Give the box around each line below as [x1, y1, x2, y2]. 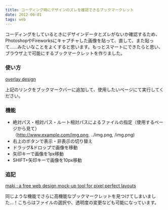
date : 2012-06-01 [5, 12, 42, 17]
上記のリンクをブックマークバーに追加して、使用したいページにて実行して [5, 87, 160, 93]
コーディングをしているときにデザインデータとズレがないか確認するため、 [5, 31, 160, 37]
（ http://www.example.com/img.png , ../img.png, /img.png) [12, 132, 135, 138]
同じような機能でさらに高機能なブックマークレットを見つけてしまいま [5, 193, 152, 199]
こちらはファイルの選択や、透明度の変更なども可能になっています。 [18, 199, 159, 205]
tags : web [5, 17, 26, 22]
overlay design [5, 76, 36, 82]
